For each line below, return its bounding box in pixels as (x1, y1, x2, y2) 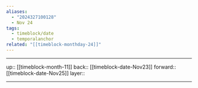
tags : (6, 25, 19, 31)
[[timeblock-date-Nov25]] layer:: (6, 69, 85, 77)
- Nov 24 (11, 19, 33, 25)
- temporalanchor (11, 36, 54, 42)
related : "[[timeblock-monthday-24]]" (6, 42, 101, 48)
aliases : (6, 8, 28, 15)
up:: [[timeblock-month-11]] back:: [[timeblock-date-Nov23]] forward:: (6, 63, 176, 70)
